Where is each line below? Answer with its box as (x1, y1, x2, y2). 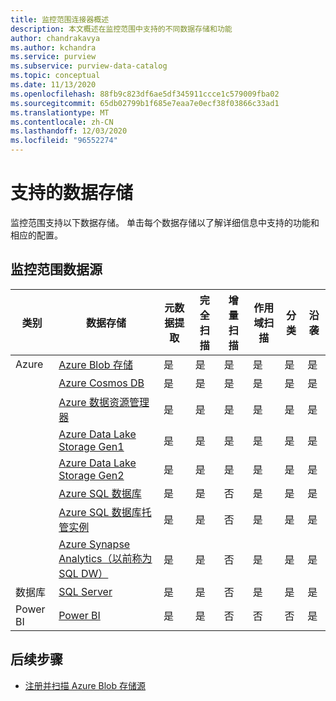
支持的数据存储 (10, 182, 134, 205)
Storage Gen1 (58, 439, 125, 453)
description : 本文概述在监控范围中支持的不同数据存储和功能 (10, 24, 233, 34)
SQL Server (58, 584, 113, 598)
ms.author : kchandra (10, 42, 97, 53)
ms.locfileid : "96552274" (10, 136, 118, 146)
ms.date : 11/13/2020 (10, 80, 97, 90)
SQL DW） (58, 566, 109, 580)
